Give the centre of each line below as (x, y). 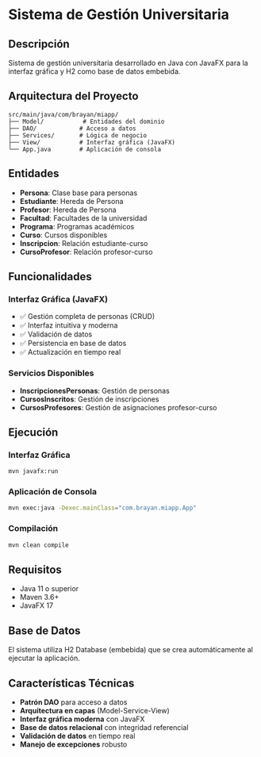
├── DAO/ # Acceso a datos (72, 129)
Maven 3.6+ (39, 598)
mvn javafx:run (33, 471)
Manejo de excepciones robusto (73, 744)
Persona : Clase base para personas (79, 193)
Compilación (33, 528)
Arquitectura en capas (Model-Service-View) (95, 710)
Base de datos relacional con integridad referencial (104, 727)
